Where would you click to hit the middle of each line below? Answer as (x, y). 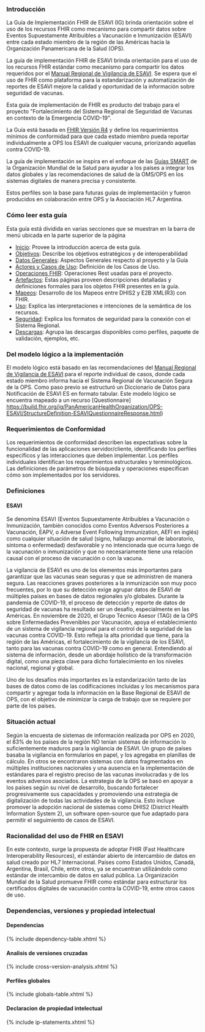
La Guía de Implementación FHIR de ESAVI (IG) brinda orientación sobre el (100, 23)
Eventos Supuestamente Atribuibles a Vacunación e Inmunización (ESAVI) (99, 36)
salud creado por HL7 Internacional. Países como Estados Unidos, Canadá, (101, 862)
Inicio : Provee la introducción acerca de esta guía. (78, 247)
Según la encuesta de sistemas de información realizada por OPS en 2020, (101, 735)
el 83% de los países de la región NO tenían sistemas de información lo (96, 742)
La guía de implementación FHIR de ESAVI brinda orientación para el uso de (102, 61)
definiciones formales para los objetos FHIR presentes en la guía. (97, 286)
